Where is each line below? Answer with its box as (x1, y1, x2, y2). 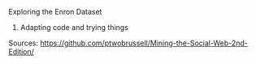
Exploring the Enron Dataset (8, 7, 102, 16)
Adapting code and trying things (20, 23, 128, 32)
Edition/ (8, 47, 35, 56)
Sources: (8, 38, 39, 48)
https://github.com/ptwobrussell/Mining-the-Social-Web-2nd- (40, 38, 248, 48)
